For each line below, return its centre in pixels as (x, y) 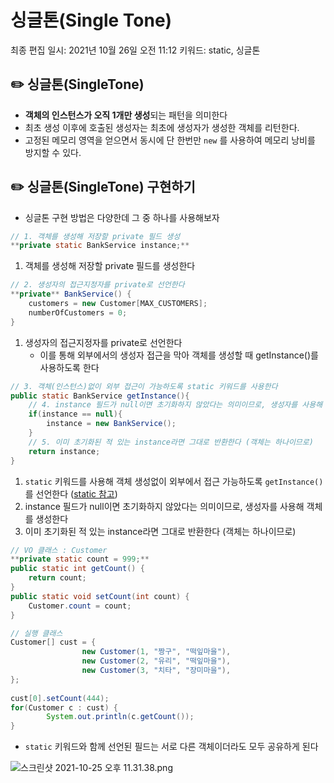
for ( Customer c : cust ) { (64, 707)
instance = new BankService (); (111, 424)
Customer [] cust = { (53, 642)
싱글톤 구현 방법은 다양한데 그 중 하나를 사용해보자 (122, 217)
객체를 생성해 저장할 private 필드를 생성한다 (110, 266)
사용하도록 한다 (69, 367)
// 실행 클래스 (36, 633)
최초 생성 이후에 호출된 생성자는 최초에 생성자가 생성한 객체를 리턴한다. (162, 127)
